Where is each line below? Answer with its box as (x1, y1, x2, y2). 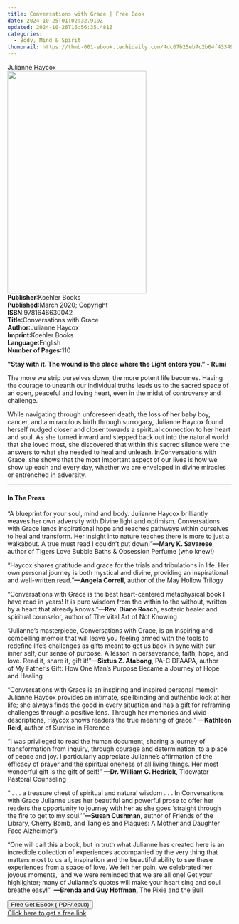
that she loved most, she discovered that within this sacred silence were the (7, 441, 230, 448)
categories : (7, 30, 43, 38)
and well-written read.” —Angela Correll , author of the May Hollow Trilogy (7, 576, 224, 584)
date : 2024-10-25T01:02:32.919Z (7, 17, 103, 24)
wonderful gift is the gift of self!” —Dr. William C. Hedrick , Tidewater (7, 767, 209, 776)
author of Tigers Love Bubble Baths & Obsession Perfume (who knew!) (7, 547, 215, 556)
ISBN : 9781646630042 (7, 308, 73, 317)
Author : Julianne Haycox (7, 323, 80, 332)
